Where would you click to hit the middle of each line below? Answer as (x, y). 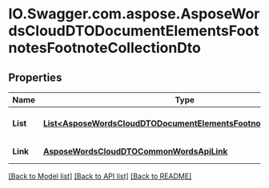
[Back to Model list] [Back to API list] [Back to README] (100, 176)
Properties (35, 77)
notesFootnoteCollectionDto (105, 48)
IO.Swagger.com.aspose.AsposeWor (134, 14)
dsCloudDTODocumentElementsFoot (134, 31)
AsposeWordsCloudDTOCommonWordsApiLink (135, 151)
